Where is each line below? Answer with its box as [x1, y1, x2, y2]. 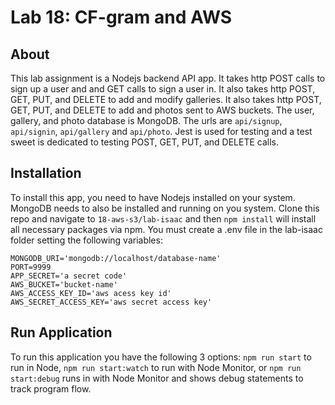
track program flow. [10, 382, 92, 395]
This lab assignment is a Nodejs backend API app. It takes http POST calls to [10, 72, 326, 84]
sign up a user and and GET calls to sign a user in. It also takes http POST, [10, 83, 316, 95]
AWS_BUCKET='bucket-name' [10, 279, 118, 290]
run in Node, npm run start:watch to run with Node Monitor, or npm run [10, 361, 302, 373]
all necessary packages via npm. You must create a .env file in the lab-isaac [10, 223, 323, 235]
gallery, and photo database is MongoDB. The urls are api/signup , [10, 115, 283, 126]
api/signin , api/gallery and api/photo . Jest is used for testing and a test [10, 126, 313, 137]
